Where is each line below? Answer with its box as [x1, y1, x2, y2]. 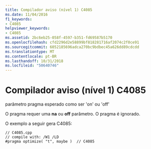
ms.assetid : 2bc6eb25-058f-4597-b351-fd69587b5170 [5, 35, 113, 40]
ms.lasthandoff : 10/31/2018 [5, 58, 64, 63]
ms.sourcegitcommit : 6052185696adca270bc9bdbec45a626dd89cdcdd [5, 44, 140, 49]
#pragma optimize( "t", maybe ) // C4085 [5, 139, 95, 144]
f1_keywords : [5, 16, 32, 21]
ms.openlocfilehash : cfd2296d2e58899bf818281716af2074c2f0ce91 [5, 40, 140, 45]
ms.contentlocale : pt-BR [5, 53, 57, 59]
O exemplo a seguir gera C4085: [5, 120, 72, 126]
